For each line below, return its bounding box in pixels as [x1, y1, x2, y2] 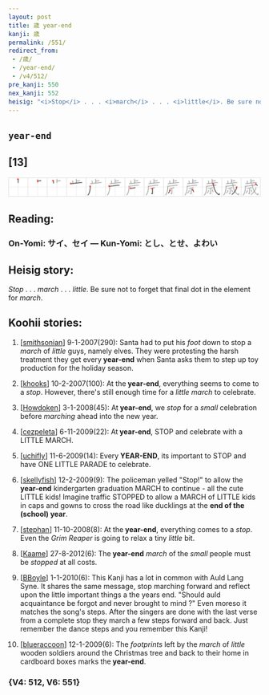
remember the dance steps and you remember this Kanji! [19, 624, 208, 633]
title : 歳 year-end [8, 21, 72, 30]
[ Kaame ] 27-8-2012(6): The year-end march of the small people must [19, 548, 251, 558]
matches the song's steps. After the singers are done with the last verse [19, 607, 258, 616]
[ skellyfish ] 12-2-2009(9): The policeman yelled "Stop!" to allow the [19, 474, 243, 485]
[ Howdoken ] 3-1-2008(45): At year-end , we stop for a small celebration [19, 402, 258, 413]
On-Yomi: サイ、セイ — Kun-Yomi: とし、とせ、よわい [8, 238, 219, 249]
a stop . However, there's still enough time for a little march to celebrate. [19, 387, 256, 396]
